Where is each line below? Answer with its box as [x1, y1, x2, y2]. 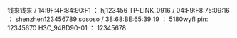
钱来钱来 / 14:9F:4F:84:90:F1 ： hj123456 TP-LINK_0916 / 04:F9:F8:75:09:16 [7, 6, 230, 14]
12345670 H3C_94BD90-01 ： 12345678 [7, 24, 127, 32]
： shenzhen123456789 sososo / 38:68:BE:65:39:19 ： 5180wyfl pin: [7, 15, 209, 23]
